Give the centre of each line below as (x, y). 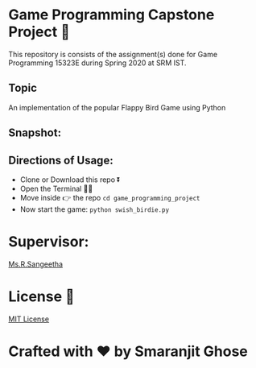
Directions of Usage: (61, 160)
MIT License (29, 319)
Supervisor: (49, 242)
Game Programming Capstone (111, 15)
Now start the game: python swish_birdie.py (95, 209)
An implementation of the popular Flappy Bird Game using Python (117, 107)
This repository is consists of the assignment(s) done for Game (113, 54)
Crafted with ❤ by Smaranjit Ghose (128, 351)
